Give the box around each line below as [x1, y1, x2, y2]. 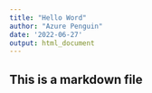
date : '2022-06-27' [9, 30, 83, 39]
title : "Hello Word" [9, 13, 88, 23]
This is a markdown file [9, 71, 143, 87]
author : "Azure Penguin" [9, 22, 103, 31]
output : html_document [9, 38, 95, 48]
